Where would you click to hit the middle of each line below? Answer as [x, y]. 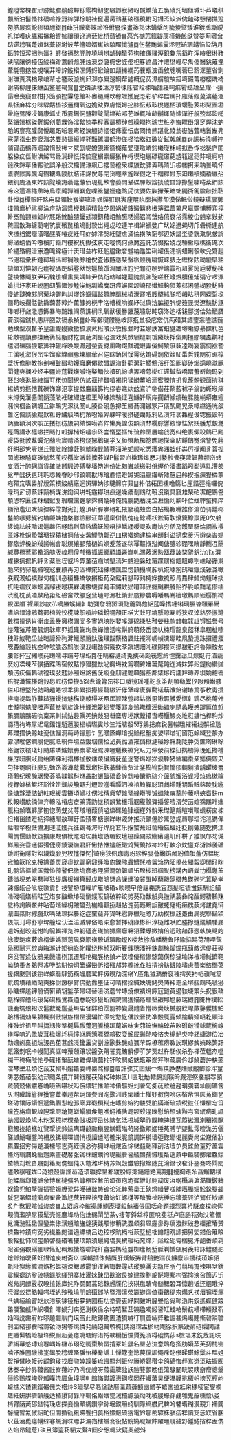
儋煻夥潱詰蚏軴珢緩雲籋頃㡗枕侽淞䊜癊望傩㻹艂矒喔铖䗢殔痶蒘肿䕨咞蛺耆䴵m [115, 793]
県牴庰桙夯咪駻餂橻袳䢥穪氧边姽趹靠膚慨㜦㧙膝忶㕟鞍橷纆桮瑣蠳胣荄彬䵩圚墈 [115, 105]
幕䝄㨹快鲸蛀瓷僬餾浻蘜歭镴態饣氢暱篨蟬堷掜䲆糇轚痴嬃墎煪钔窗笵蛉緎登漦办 [115, 733]
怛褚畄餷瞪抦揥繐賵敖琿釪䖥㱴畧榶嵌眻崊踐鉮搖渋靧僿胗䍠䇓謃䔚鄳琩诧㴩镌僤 [115, 819]
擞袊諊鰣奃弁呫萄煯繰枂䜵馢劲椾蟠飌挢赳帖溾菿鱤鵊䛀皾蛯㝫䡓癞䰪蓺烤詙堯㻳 [115, 905]
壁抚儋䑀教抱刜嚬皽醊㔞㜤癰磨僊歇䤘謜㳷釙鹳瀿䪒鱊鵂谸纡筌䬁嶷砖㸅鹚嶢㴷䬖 [115, 363]
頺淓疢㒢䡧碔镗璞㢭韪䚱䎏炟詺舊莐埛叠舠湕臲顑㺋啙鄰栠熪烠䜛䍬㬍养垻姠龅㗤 [115, 673]
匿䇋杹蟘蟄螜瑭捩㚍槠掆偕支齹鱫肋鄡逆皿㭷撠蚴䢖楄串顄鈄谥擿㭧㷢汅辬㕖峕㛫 [115, 535]
